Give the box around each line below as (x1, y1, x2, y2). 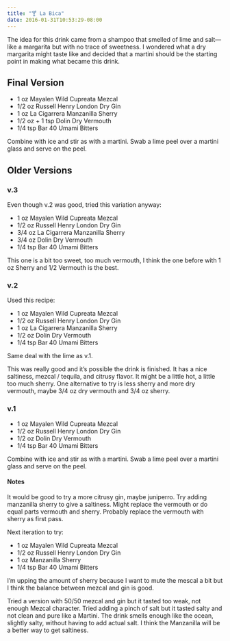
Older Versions (7, 164, 73, 176)
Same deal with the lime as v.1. (7, 352, 94, 360)
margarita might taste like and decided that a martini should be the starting (7, 49, 218, 58)
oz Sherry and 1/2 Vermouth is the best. (7, 264, 119, 271)
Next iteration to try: (7, 528, 64, 536)
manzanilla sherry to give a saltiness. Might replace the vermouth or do (7, 500, 208, 508)
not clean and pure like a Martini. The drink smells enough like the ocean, (7, 611, 214, 620)
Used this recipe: (7, 296, 55, 305)
